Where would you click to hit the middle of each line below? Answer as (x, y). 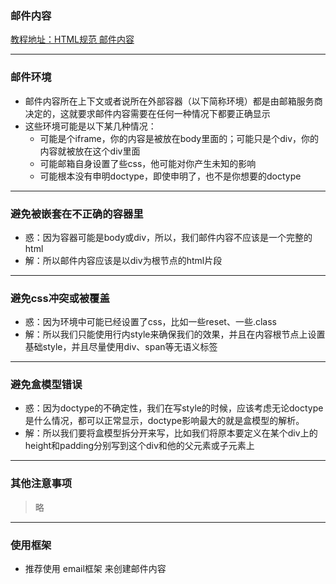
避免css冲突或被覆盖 (60, 298)
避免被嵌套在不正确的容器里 (77, 214)
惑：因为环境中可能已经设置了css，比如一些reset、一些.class (150, 322)
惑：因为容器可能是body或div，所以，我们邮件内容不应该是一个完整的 (168, 237)
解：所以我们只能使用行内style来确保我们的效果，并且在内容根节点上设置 (175, 334)
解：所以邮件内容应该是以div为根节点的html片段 (123, 260)
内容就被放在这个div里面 (90, 151)
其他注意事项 (41, 484)
